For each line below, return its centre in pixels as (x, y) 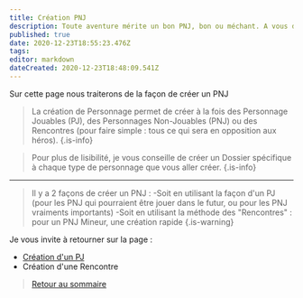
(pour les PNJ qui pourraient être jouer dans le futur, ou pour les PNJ (159, 202)
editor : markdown (42, 60)
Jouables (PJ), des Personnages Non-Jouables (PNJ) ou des (144, 121)
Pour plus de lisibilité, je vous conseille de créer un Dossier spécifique (161, 157)
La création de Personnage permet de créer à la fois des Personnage (160, 111)
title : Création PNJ (48, 18)
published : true (40, 34)
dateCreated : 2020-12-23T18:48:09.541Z (84, 69)
